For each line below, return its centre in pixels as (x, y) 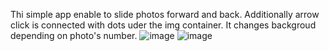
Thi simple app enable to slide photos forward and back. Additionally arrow (165, 14)
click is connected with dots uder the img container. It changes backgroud (163, 25)
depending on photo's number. (74, 35)
